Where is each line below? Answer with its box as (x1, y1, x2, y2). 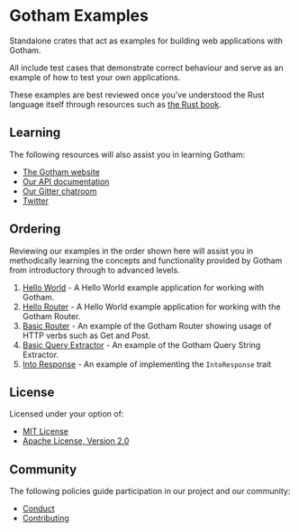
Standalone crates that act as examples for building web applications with (9, 35, 284, 46)
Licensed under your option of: (9, 408, 124, 419)
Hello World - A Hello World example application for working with (22, 281, 264, 293)
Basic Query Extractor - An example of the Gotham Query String (22, 339, 261, 350)
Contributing (22, 513, 69, 524)
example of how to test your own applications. (9, 71, 181, 82)
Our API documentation (22, 176, 110, 187)
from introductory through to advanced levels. (9, 264, 180, 275)
